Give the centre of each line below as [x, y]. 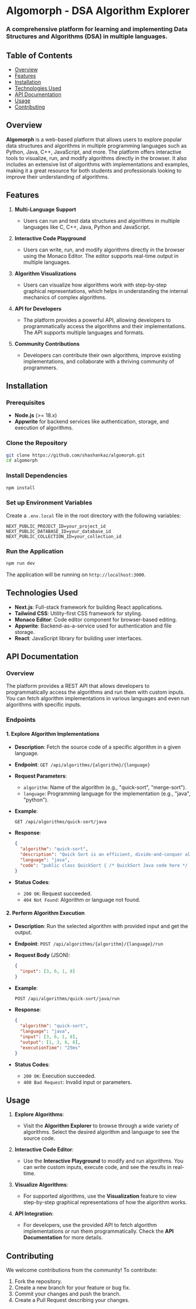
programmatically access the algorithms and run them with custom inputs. [96, 692]
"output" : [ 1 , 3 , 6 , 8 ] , [50, 1042]
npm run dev [20, 564]
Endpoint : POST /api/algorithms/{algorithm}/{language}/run [89, 943]
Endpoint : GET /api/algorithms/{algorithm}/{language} [82, 764]
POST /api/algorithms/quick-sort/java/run [67, 998]
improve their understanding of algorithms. [58, 176]
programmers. [40, 367]
